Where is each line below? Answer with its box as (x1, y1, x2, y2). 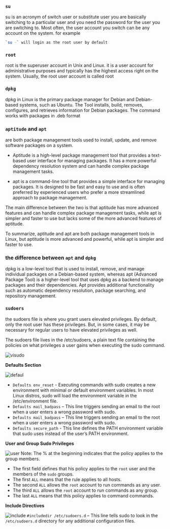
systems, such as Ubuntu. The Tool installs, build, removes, (19, 102, 144, 108)
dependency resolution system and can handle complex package (12, 163, 149, 169)
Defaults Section (5, 362, 42, 368)
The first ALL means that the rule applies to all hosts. (12, 476, 122, 483)
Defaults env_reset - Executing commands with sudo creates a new (12, 382, 156, 388)
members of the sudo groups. (12, 471, 74, 477)
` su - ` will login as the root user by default (5, 40, 108, 45)
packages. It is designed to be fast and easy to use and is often (12, 184, 146, 190)
